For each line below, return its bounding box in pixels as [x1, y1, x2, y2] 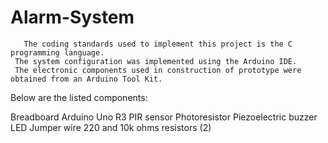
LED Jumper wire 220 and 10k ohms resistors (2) [10, 121, 212, 133]
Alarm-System [10, 6, 135, 29]
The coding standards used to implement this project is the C [23, 39, 293, 49]
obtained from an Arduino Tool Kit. [10, 74, 163, 84]
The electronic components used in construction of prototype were [14, 65, 302, 75]
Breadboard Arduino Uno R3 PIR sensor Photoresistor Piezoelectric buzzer [10, 111, 318, 123]
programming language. [10, 47, 105, 58]
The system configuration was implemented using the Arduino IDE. [14, 56, 298, 66]
